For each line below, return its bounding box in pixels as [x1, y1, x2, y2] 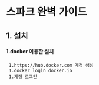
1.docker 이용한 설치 [6, 48, 54, 55]
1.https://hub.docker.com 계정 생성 [8, 62, 94, 68]
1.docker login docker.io [8, 67, 72, 73]
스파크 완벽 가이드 [6, 5, 87, 19]
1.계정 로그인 [8, 74, 37, 80]
